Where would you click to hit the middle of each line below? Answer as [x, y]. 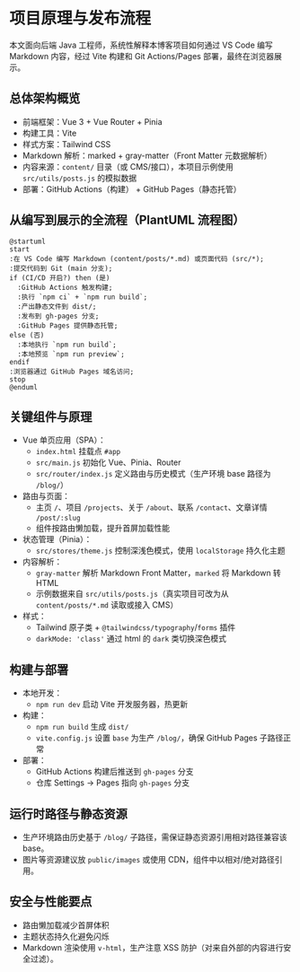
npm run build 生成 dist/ [82, 727]
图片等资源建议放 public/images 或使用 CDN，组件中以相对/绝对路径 [149, 859]
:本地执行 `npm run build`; [67, 345]
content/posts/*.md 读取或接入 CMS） [107, 605]
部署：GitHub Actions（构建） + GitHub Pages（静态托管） [132, 188]
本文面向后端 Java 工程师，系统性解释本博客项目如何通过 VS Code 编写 [141, 45]
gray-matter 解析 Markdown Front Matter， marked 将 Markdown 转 [158, 573]
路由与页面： [46, 496]
